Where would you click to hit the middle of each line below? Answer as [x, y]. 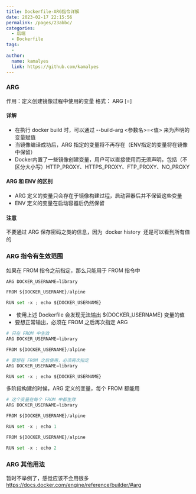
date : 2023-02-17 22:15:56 [39, 17]
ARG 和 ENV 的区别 [30, 182]
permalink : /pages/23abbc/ [39, 22]
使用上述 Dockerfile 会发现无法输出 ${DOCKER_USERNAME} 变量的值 [100, 315]
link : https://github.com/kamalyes [55, 67]
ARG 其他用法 [26, 464]
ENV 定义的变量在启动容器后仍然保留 [60, 203]
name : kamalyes [30, 61]
